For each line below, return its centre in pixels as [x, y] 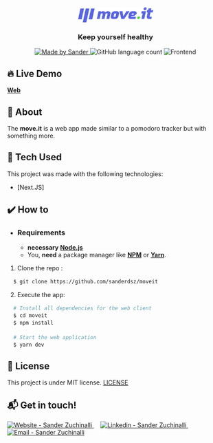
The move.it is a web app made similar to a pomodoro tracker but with [107, 128]
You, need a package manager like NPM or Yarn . [97, 255]
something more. [31, 136]
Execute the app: [41, 295]
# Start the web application [55, 337]
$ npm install [33, 323]
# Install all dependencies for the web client [83, 309]
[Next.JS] [31, 187]
